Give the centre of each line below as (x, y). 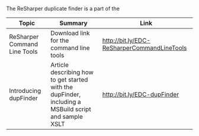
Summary (73, 23)
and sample (66, 116)
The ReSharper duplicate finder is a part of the (63, 9)
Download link (70, 33)
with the (61, 87)
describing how (72, 72)
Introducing (25, 91)
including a (65, 102)
